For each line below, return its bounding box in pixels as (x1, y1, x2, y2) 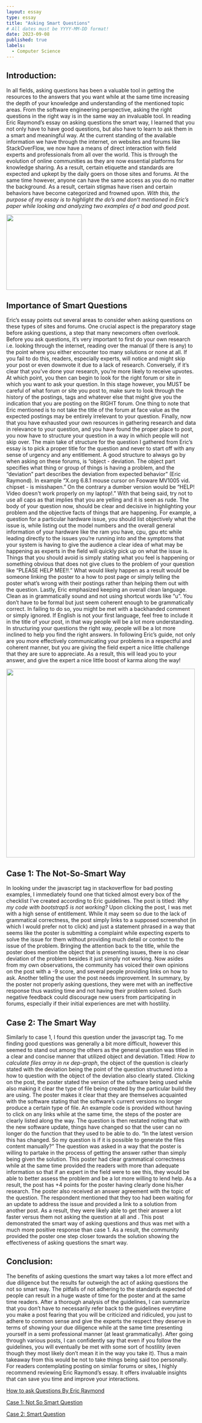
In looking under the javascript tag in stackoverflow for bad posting (6, 885, 173, 892)
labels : (6, 43, 26, 49)
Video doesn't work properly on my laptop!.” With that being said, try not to (6, 490, 193, 497)
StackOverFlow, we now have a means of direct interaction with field (6, 144, 177, 152)
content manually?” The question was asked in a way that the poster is (6, 1143, 182, 1150)
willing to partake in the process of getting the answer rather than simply (6, 1149, 187, 1156)
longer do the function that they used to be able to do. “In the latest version (6, 1130, 193, 1137)
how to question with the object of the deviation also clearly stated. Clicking (6, 1072, 195, 1079)
